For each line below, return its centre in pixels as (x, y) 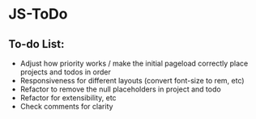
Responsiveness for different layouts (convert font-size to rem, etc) (132, 81)
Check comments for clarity (66, 106)
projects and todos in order (65, 72)
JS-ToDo (38, 14)
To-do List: (36, 44)
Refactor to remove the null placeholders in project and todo (120, 89)
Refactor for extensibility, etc (68, 98)
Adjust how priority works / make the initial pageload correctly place (134, 63)
